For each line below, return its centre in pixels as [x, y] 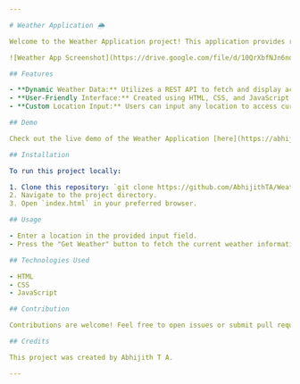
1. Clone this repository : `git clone [81, 187]
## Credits [29, 341]
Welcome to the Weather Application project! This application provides [147, 41]
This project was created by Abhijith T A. [92, 357]
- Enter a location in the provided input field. [104, 236]
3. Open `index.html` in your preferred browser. [104, 204]
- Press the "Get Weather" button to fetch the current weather [131, 244]
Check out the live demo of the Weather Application [109, 138]
